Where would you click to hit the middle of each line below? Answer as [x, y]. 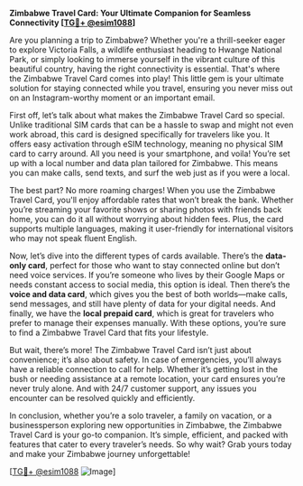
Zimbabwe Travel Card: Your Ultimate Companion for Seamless [130, 13]
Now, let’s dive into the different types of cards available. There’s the [137, 256]
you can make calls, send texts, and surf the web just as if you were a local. [150, 173]
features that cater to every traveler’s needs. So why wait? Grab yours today [151, 444]
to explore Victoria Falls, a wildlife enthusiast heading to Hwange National [146, 50]
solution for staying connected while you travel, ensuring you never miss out [151, 88]
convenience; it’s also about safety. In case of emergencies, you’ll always [146, 360]
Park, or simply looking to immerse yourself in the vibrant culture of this [142, 59]
